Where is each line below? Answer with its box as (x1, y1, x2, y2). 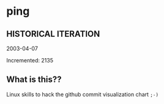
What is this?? (6, 75, 62, 85)
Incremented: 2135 (6, 57, 54, 64)
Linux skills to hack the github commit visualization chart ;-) (6, 91, 159, 98)
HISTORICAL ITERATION (6, 29, 100, 39)
